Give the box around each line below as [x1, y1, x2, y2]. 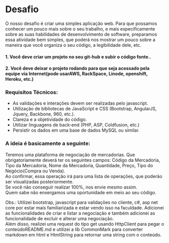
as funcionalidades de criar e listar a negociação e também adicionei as [5, 210, 155, 216]
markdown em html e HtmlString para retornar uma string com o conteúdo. [5, 231, 162, 237]
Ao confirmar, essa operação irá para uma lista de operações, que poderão [5, 173, 162, 179]
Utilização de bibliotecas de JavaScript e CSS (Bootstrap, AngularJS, [12, 106, 157, 112]
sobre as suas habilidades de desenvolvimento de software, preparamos [5, 31, 157, 37]
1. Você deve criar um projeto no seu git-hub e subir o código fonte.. [5, 53, 151, 59]
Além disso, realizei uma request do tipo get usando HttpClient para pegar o [5, 221, 164, 227]
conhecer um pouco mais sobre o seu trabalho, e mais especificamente [5, 25, 155, 32]
